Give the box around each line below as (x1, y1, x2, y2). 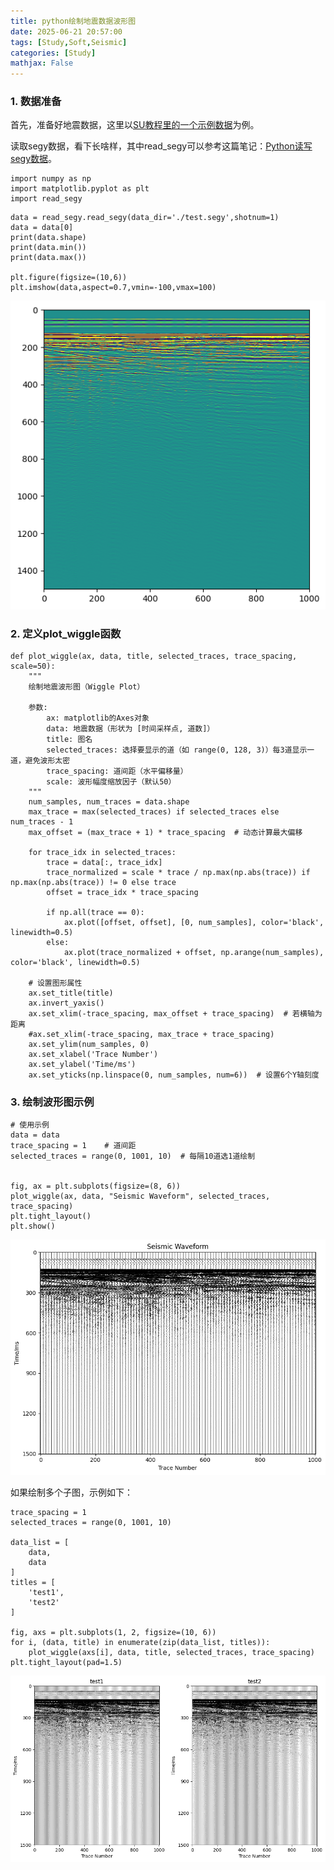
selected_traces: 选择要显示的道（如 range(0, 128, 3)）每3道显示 (46, 745, 308, 755)
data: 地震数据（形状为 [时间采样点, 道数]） (46, 724, 215, 734)
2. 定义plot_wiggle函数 (10, 626, 122, 640)
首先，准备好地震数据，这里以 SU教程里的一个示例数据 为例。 (10, 119, 260, 131)
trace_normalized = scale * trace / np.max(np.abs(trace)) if (46, 868, 311, 878)
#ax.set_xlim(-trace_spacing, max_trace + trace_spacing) (28, 1030, 275, 1040)
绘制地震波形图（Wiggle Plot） (28, 682, 145, 692)
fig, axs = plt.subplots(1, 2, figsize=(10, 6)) (10, 1628, 217, 1638)
